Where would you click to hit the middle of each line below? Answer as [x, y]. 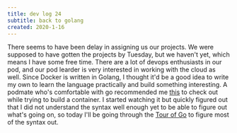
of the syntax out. [33, 122]
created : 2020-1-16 [36, 27]
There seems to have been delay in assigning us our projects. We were [111, 47]
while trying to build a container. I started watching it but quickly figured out [118, 100]
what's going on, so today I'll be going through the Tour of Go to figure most [118, 115]
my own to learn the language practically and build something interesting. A [117, 85]
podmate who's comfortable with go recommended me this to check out [112, 92]
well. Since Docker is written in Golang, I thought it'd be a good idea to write [118, 77]
